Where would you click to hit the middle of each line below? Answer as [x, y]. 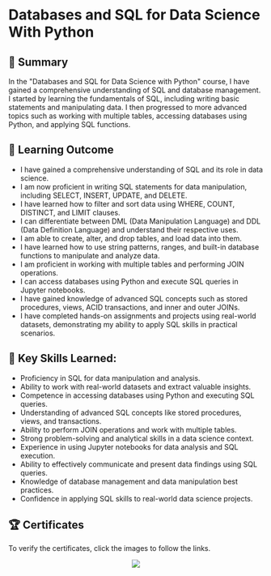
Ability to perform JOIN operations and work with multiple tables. [128, 429]
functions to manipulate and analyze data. [90, 255]
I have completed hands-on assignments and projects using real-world [138, 316]
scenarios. [38, 333]
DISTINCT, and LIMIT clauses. [70, 212]
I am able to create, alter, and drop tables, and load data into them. [131, 238]
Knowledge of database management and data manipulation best [129, 481]
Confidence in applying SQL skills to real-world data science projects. [136, 498]
